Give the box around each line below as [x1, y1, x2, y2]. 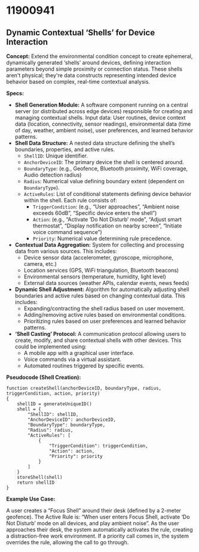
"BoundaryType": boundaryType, [27, 422, 106, 428]
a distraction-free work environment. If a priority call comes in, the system [6, 532, 189, 539]
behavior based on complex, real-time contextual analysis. [6, 78, 151, 85]
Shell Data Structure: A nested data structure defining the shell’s [14, 139, 175, 147]
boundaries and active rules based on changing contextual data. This [14, 292, 185, 299]
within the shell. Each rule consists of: [23, 197, 118, 204]
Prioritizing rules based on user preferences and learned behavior [23, 318, 186, 324]
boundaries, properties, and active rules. [14, 146, 115, 153]
